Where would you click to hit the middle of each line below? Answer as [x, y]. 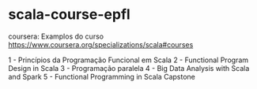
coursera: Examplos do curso [56, 36]
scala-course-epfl [69, 15]
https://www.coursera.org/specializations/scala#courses [101, 44]
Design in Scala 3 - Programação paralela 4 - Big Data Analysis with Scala [129, 68]
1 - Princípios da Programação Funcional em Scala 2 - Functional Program [128, 60]
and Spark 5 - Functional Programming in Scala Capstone [102, 76]
